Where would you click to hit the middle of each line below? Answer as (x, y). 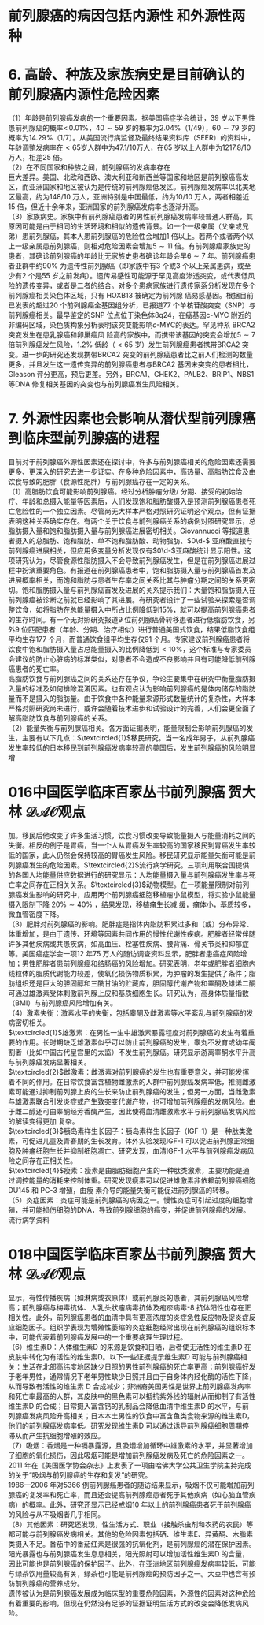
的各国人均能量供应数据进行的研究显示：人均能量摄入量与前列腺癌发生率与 (128, 875)
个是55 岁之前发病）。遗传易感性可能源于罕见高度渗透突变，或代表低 (138, 276)
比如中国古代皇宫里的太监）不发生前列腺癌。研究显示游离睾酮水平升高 (142, 1052)
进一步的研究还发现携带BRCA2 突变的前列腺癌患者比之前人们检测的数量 (137, 355)
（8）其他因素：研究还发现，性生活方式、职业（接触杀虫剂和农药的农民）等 (131, 1524)
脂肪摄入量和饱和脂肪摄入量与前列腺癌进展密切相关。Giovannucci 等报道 (126, 531)
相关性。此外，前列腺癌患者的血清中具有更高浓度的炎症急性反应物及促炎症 (128, 1317)
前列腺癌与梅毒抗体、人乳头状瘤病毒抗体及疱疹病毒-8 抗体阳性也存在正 (137, 1307)
